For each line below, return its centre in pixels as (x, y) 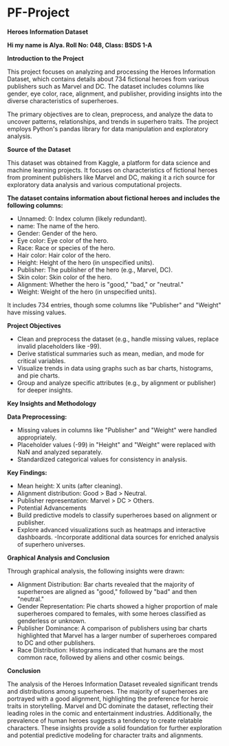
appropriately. (37, 437)
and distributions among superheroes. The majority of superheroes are (108, 691)
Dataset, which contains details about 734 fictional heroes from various (108, 79)
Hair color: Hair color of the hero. (64, 255)
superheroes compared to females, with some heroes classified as (111, 613)
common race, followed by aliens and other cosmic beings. (101, 657)
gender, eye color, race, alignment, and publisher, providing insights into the (115, 94)
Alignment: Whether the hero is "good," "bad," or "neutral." (100, 284)
